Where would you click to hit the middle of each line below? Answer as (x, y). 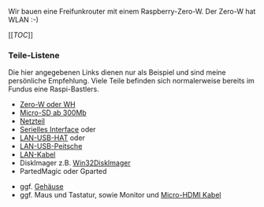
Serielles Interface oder (58, 130)
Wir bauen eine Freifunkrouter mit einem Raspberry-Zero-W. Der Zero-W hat (132, 11)
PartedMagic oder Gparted (63, 172)
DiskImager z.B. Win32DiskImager (75, 163)
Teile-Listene (34, 55)
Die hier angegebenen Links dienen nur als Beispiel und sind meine (117, 72)
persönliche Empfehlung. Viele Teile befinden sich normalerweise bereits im (131, 81)
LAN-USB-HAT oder (52, 138)
